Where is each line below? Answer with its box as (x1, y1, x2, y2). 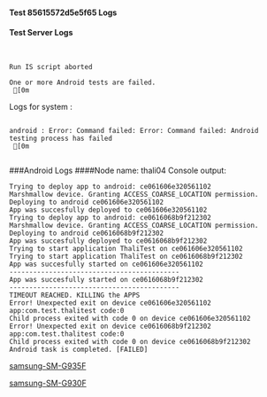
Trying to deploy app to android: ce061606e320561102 (9, 182, 212, 191)
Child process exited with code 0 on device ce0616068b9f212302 (9, 337, 251, 346)
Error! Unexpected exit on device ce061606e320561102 (9, 298, 212, 307)
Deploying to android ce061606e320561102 (9, 198, 164, 206)
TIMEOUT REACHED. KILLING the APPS (9, 291, 141, 300)
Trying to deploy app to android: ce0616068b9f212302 (9, 213, 212, 222)
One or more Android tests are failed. (9, 78, 156, 87)
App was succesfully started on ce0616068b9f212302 (9, 275, 203, 284)
